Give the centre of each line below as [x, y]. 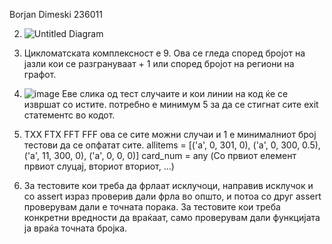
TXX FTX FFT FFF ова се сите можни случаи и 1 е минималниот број [170, 134]
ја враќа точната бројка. [75, 228]
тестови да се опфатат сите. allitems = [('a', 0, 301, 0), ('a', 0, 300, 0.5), [172, 145]
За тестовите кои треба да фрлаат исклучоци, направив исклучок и [168, 185]
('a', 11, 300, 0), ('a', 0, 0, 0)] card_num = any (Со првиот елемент [160, 155]
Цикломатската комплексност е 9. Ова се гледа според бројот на [164, 53]
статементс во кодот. [69, 115]
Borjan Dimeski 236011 [56, 14]
